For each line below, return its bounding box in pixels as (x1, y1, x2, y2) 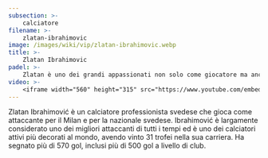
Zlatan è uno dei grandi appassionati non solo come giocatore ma (22, 71, 248, 79)
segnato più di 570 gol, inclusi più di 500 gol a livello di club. (8, 141, 207, 151)
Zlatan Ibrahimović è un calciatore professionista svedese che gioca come (8, 107, 253, 117)
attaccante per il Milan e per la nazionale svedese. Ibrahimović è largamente (8, 116, 258, 125)
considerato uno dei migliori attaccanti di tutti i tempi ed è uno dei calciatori (8, 124, 256, 133)
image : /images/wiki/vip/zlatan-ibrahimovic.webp (8, 41, 177, 49)
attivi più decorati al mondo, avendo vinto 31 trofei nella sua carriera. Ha (8, 133, 245, 142)
